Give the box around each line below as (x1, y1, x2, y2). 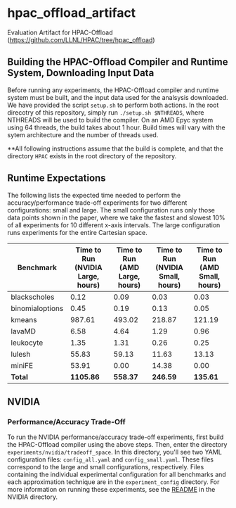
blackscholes (11, 292, 55, 302)
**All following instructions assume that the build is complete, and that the (7, 144, 223, 153)
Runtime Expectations (7, 172, 107, 184)
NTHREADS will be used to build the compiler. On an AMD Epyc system (7, 115, 214, 124)
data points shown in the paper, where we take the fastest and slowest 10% (7, 213, 226, 222)
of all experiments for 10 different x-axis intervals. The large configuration (7, 220, 221, 229)
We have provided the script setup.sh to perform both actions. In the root (7, 101, 219, 109)
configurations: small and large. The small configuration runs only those (7, 205, 216, 214)
